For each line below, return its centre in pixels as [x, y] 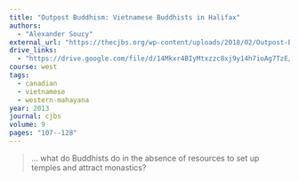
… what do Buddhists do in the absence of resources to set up [145, 158]
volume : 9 [28, 125]
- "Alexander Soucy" [55, 34]
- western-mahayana [53, 100]
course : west [33, 67]
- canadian [37, 83]
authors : [25, 26]
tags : [19, 75]
